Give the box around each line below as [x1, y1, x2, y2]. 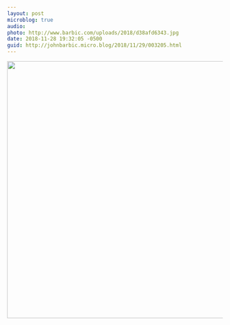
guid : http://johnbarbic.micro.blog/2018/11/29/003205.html [7, 42, 183, 49]
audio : [7, 23, 26, 29]
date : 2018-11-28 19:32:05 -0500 [7, 36, 103, 43]
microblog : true [7, 16, 53, 23]
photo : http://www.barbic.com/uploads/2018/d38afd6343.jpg [7, 29, 179, 36]
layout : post [7, 10, 44, 17]
